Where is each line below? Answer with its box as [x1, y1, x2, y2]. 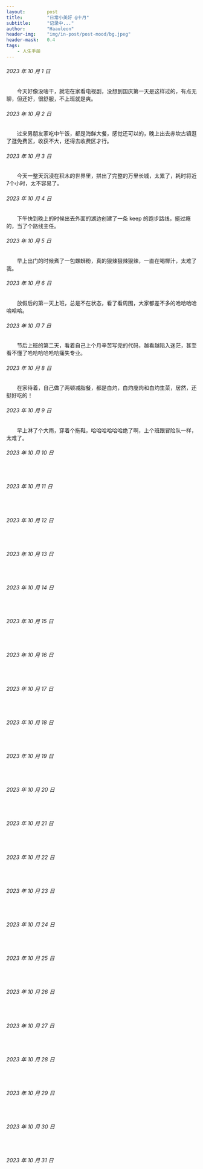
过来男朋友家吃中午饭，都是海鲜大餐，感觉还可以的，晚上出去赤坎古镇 [17, 130, 192, 137]
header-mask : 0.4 [6, 37, 56, 43]
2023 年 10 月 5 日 [6, 237, 52, 245]
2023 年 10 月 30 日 [6, 1123, 56, 1130]
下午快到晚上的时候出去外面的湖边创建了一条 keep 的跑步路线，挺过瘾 [17, 215, 192, 222]
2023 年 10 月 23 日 [6, 887, 55, 895]
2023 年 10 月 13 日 [6, 550, 54, 557]
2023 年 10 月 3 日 [6, 152, 52, 160]
